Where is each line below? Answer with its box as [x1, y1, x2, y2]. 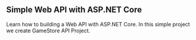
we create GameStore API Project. [6, 27, 91, 34]
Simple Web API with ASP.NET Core [6, 5, 142, 15]
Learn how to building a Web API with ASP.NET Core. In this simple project [6, 20, 190, 27]
